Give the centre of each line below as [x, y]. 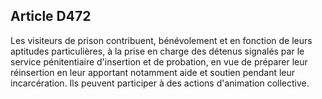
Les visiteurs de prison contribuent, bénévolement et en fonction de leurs [161, 40]
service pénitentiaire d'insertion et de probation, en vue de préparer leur [159, 61]
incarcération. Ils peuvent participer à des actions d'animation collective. [160, 83]
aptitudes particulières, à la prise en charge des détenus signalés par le [157, 51]
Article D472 [51, 16]
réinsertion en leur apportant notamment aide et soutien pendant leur [153, 72]
